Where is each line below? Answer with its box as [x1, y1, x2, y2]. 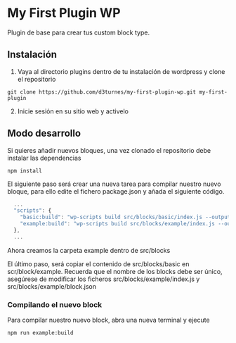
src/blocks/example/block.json [7, 282, 97, 290]
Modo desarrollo [7, 127, 81, 139]
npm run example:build [7, 330, 74, 337]
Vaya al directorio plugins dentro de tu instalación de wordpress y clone [17, 67, 225, 75]
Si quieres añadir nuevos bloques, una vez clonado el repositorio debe [7, 146, 211, 154]
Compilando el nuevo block [7, 299, 103, 309]
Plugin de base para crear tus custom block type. [7, 28, 150, 37]
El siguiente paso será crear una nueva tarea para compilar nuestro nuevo [7, 180, 221, 188]
